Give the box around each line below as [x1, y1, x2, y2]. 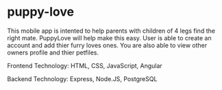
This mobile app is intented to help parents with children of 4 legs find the [7, 27, 216, 35]
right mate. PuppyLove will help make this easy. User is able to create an [7, 33, 212, 42]
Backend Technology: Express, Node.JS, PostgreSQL [7, 74, 158, 82]
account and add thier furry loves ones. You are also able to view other [7, 41, 208, 49]
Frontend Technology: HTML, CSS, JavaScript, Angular [7, 61, 162, 70]
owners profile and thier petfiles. [7, 48, 99, 57]
